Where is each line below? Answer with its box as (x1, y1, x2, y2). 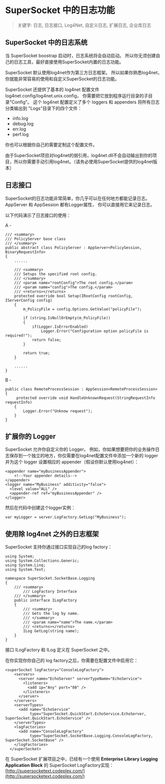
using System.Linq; (5, 563, 46, 568)
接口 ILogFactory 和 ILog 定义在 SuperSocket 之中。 (5, 647, 112, 653)
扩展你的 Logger (5, 432, 56, 441)
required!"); (5, 333, 32, 338)
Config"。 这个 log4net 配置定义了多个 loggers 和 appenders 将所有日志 (11, 99, 160, 105)
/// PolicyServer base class (5, 236, 66, 241)
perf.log (12, 131, 29, 137)
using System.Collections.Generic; (5, 558, 79, 564)
